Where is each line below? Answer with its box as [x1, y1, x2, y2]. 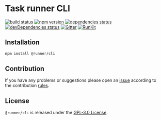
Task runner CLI [5, 3, 70, 14]
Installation [5, 38, 40, 47]
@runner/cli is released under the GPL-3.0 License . [5, 110, 108, 116]
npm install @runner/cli [5, 51, 55, 56]
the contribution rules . [5, 83, 49, 88]
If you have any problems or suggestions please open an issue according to [5, 77, 157, 83]
